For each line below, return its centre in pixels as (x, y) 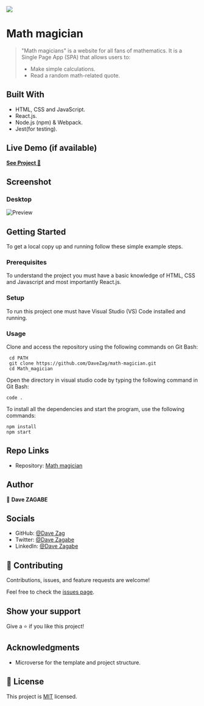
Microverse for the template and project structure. (78, 662)
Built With (25, 95)
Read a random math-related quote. (75, 75)
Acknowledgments (43, 648)
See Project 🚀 (24, 162)
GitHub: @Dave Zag (40, 533)
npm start (19, 432)
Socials (21, 518)
